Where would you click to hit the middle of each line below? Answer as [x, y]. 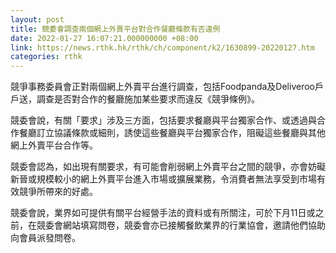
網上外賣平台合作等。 [54, 145]
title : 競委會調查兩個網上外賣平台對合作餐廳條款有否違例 [115, 29]
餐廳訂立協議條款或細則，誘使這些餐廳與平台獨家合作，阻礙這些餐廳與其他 [172, 133]
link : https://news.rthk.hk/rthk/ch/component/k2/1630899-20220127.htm [162, 47]
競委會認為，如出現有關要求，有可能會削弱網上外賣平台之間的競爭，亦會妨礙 [168, 167]
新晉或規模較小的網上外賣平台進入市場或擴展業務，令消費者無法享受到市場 [163, 179]
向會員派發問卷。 [45, 238]
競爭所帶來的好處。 [58, 192]
